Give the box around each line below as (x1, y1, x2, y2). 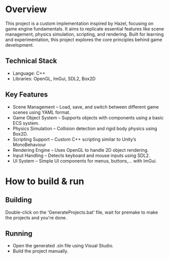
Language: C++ (12, 70, 46, 76)
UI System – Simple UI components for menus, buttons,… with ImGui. (12, 157, 157, 164)
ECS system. (12, 120, 40, 126)
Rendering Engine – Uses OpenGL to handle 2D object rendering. (12, 147, 149, 153)
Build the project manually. (12, 248, 69, 254)
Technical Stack (5, 57, 57, 66)
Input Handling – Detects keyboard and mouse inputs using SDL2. (12, 152, 150, 158)
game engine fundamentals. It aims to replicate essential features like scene (5, 25, 164, 31)
